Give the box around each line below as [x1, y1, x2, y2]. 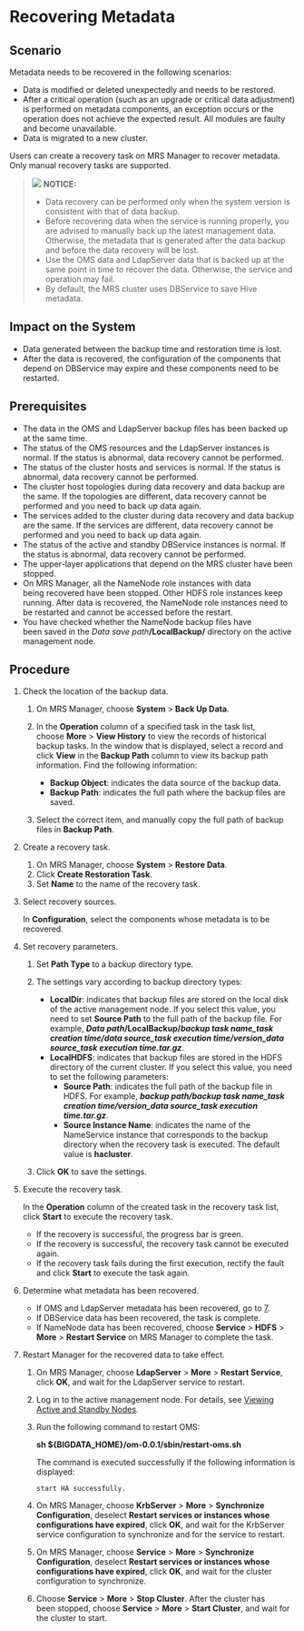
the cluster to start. [35, 1613, 108, 1624]
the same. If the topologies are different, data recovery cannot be [22, 490, 268, 501]
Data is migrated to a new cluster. [22, 133, 148, 143]
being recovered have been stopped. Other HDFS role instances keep [22, 587, 283, 598]
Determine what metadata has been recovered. [22, 1285, 200, 1296]
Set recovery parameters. [22, 941, 119, 952]
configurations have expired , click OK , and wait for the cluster [35, 1566, 272, 1577]
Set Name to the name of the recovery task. [35, 879, 201, 890]
